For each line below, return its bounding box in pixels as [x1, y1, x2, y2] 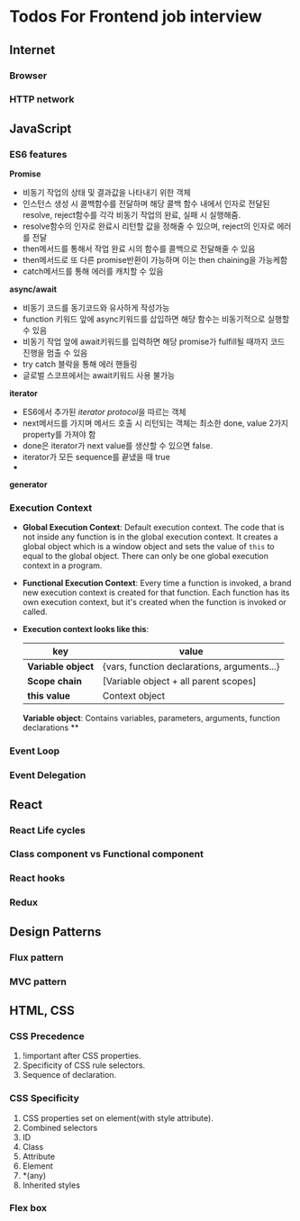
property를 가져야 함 [22, 430, 96, 440]
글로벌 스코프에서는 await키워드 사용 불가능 [22, 370, 176, 381]
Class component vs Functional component [9, 848, 205, 861]
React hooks [9, 872, 66, 884]
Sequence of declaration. [22, 1070, 117, 1081]
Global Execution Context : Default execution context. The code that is [22, 522, 285, 533]
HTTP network [9, 93, 75, 105]
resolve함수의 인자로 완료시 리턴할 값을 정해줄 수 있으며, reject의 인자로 [22, 221, 275, 231]
